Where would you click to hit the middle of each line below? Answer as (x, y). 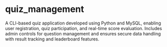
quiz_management (45, 9)
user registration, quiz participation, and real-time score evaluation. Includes (83, 28)
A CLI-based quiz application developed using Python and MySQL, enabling (83, 23)
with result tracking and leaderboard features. (52, 39)
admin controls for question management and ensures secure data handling (83, 33)
